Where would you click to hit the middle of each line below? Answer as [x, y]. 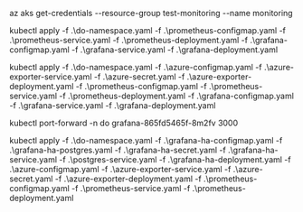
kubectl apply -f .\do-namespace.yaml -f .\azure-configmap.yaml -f [136, 67]
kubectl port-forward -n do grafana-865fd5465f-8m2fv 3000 [124, 123]
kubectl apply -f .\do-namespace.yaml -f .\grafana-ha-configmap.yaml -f [146, 140]
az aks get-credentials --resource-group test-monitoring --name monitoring [151, 13]
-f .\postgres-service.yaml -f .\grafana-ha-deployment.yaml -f [175, 160]
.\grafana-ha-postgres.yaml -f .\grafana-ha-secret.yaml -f [118, 150]
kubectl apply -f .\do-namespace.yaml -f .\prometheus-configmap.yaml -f [148, 30]
